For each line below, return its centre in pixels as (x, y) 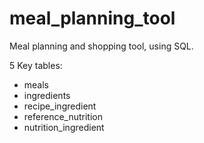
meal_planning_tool (92, 18)
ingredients (47, 95)
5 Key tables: (36, 65)
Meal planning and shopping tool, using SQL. (101, 46)
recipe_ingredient (60, 106)
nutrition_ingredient (64, 127)
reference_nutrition (63, 116)
